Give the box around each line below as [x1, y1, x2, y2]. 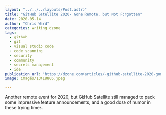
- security [9, 53, 32, 58]
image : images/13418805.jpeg [5, 76, 65, 81]
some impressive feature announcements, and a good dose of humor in [5, 99, 151, 105]
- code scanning [9, 48, 43, 53]
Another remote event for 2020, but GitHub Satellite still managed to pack [5, 94, 155, 100]
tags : [5, 30, 16, 35]
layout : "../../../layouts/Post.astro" [5, 7, 87, 12]
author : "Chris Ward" [5, 21, 50, 26]
